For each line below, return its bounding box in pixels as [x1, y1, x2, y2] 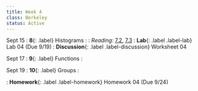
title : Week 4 [6, 8, 43, 15]
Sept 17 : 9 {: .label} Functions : [6, 55, 83, 62]
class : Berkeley [6, 15, 47, 21]
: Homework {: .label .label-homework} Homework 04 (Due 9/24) [6, 78, 169, 86]
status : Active [6, 20, 45, 26]
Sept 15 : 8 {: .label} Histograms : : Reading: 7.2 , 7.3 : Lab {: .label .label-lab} [6, 37, 193, 44]
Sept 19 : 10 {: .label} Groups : [6, 67, 80, 74]
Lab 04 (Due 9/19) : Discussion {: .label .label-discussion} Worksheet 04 [6, 43, 187, 50]
